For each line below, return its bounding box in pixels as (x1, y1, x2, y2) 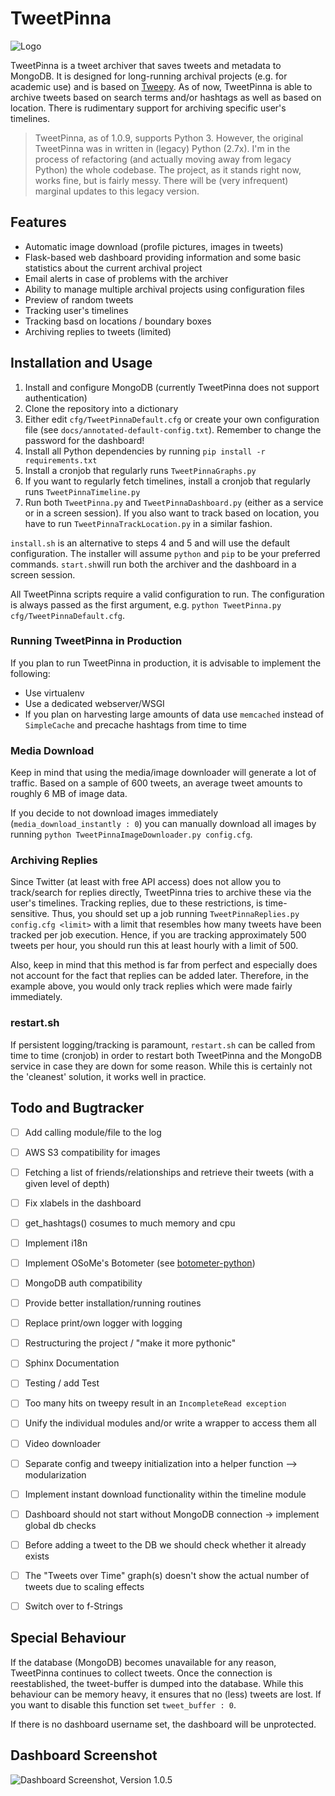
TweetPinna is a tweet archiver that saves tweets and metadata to (10, 59, 282, 71)
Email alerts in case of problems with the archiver (24, 272, 229, 284)
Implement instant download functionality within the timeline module (24, 1488, 307, 1500)
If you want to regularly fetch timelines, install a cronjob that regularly (24, 475, 311, 487)
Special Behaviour (10, 1630, 127, 1647)
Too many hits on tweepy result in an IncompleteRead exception (24, 1397, 287, 1409)
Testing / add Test (24, 1377, 100, 1389)
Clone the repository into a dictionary (24, 402, 179, 414)
